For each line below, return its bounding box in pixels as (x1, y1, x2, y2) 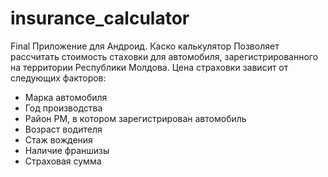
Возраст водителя (24, 123, 103, 135)
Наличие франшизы (24, 144, 110, 156)
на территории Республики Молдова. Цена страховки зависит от (10, 61, 289, 73)
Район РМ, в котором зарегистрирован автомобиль (24, 112, 247, 124)
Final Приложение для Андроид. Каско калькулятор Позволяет (10, 40, 280, 52)
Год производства (24, 102, 103, 114)
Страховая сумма (24, 155, 102, 167)
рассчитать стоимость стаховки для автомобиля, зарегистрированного (10, 50, 319, 62)
